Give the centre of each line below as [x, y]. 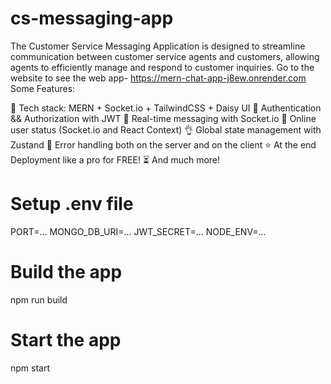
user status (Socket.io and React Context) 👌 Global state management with [166, 129]
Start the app [66, 340]
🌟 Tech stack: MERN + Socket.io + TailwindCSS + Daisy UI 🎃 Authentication [166, 108]
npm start [30, 368]
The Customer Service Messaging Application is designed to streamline [158, 46]
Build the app [66, 272]
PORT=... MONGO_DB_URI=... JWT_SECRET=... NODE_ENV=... [138, 231]
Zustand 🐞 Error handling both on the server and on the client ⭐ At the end [163, 144]
